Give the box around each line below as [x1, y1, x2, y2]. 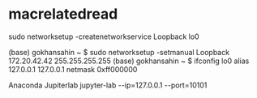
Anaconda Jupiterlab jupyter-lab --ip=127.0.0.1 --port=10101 [8, 80, 208, 90]
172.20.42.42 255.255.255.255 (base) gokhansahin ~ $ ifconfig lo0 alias [8, 56, 250, 66]
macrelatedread [8, 5, 118, 23]
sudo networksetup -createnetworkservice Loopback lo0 [8, 32, 200, 41]
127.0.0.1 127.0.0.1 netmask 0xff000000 [8, 64, 138, 74]
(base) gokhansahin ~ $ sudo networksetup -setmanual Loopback [8, 47, 229, 57]
